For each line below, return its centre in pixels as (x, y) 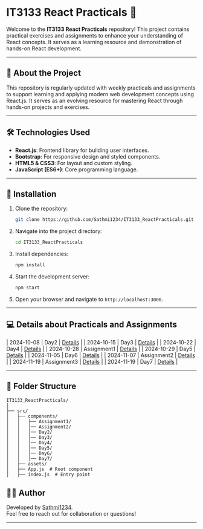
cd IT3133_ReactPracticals (49, 242)
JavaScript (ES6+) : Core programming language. (76, 169)
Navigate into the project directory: (59, 231)
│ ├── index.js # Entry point (48, 475)
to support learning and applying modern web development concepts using (100, 94)
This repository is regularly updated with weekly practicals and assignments (101, 88)
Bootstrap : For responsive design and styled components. (88, 156)
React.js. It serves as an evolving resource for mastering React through (95, 100)
